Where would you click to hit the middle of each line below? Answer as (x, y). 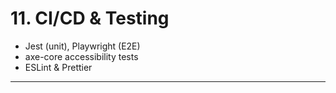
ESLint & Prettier (58, 67)
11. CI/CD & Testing (90, 18)
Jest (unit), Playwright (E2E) (82, 46)
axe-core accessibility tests (81, 56)
